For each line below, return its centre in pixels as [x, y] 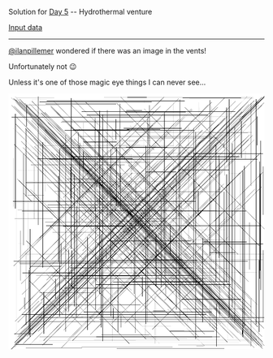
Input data [26, 27]
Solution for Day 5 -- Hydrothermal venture [80, 12]
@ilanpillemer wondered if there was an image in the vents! [108, 51]
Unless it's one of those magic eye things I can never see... [107, 82]
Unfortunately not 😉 [43, 67]
